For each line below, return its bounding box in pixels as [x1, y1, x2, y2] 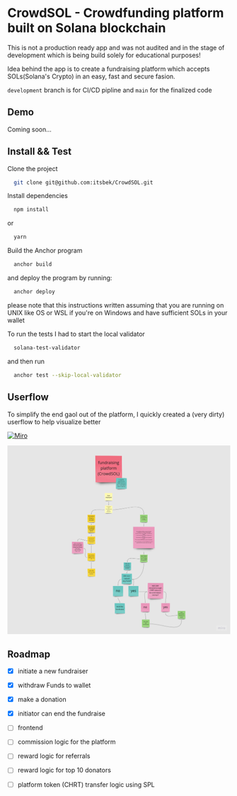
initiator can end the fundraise [17, 709, 106, 718]
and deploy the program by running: [7, 274, 112, 282]
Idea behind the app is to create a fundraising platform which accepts [7, 64, 210, 73]
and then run [7, 357, 45, 365]
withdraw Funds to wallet [17, 681, 91, 690]
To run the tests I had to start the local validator [7, 329, 145, 338]
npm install [13, 206, 50, 213]
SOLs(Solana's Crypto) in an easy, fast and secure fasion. [7, 72, 175, 81]
